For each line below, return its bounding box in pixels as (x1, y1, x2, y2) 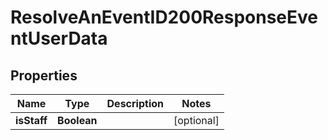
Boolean (57, 114, 98, 127)
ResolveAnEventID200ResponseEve (10, 6, 319, 29)
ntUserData (10, 27, 108, 50)
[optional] (173, 114, 220, 127)
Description (106, 97, 164, 110)
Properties (10, 67, 78, 84)
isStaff (15, 114, 48, 127)
